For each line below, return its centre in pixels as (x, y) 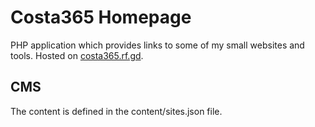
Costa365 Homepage (101, 17)
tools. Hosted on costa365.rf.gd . (77, 55)
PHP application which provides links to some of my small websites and (157, 45)
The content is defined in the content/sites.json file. (116, 111)
